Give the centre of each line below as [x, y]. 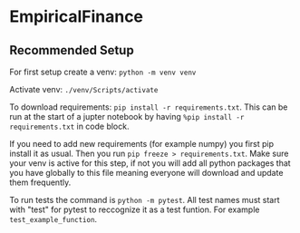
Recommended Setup [72, 50]
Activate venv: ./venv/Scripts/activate [84, 89]
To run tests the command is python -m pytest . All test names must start [145, 200]
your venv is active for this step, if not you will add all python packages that [150, 163]
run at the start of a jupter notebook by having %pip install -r [127, 116]
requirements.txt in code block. [69, 126]
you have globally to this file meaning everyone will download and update [146, 173]
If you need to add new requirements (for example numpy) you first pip [142, 144]
